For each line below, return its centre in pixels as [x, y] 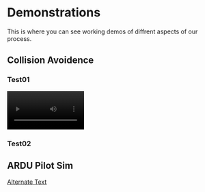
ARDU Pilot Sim [40, 165]
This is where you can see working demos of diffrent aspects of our [102, 31]
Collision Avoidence [51, 60]
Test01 [18, 80]
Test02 [19, 143]
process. [19, 38]
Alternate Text [27, 182]
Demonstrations [54, 13]
